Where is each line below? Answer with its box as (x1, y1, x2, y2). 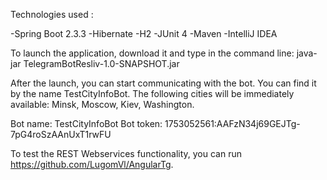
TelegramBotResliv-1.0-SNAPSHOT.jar (23, 58, 180, 69)
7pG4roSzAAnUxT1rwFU (10, 129, 112, 140)
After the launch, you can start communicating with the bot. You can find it (10, 77, 317, 89)
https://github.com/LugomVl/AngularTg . (10, 159, 174, 170)
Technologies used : (10, 9, 94, 20)
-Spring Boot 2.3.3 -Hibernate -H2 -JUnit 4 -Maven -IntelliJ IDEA (10, 28, 278, 39)
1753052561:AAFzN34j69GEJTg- (164, 118, 301, 129)
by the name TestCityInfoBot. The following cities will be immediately (10, 88, 295, 99)
